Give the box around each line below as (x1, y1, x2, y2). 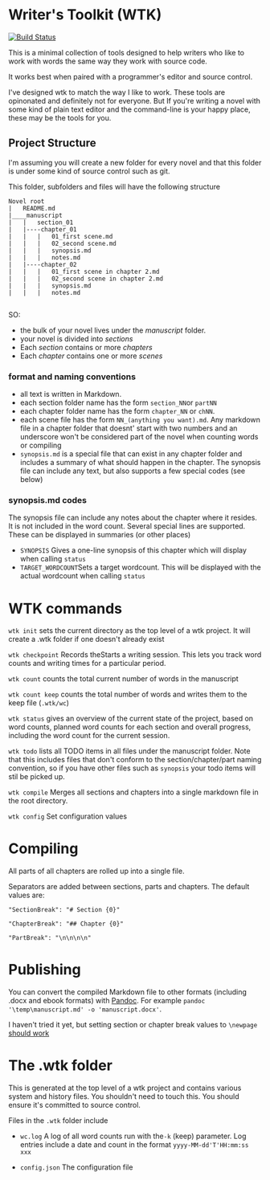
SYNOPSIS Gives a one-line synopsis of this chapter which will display (19, 545, 247, 555)
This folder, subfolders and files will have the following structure (8, 182, 221, 191)
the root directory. (8, 796, 68, 806)
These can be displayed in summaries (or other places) (8, 530, 191, 540)
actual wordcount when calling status (19, 571, 146, 581)
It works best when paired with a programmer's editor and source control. (8, 71, 253, 81)
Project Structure (8, 137, 96, 150)
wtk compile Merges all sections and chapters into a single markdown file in (8, 787, 259, 797)
